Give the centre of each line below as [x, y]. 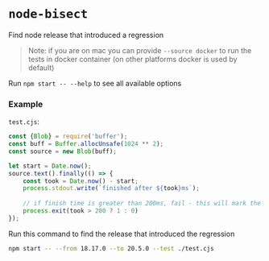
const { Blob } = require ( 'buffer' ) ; [68, 137]
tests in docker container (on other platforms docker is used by [132, 59]
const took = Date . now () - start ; [81, 181]
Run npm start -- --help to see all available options [95, 83]
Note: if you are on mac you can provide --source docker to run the [140, 50]
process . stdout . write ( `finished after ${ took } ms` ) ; [111, 188]
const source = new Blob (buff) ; [62, 151]
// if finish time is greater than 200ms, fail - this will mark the [142, 204]
